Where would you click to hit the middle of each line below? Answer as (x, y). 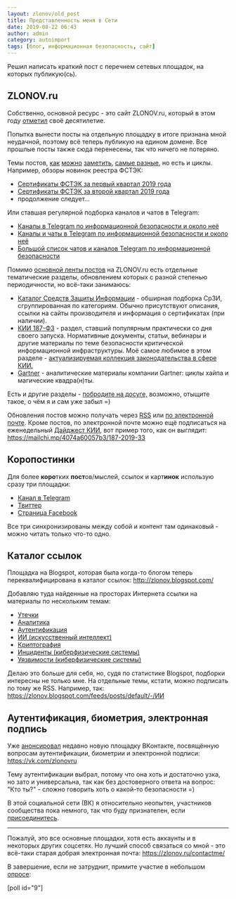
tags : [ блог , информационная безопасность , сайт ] (81, 46)
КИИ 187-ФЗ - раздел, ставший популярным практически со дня (114, 328)
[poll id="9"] (25, 888)
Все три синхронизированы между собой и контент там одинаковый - (113, 526)
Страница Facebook (47, 512)
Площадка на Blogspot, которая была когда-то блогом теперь (100, 573)
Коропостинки (41, 460)
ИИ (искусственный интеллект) (65, 637)
